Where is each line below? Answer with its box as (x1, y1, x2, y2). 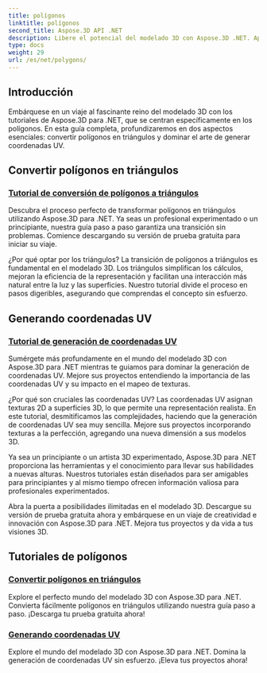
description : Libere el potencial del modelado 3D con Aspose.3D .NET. (8, 33, 250, 42)
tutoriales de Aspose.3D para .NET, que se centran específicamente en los (8, 115, 253, 124)
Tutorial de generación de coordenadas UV (8, 335, 177, 346)
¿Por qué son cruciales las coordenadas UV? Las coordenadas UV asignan (8, 395, 253, 405)
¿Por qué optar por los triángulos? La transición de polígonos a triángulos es (8, 255, 258, 264)
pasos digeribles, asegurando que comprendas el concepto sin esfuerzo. (8, 288, 248, 299)
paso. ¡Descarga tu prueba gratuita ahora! (8, 608, 145, 618)
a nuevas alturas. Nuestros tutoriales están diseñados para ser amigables (8, 469, 249, 479)
